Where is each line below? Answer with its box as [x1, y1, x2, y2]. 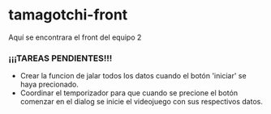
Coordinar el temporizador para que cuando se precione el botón [19, 88, 238, 98]
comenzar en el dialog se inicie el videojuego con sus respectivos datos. [19, 97, 264, 107]
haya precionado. [19, 79, 80, 90]
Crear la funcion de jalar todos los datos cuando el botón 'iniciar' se [19, 71, 247, 81]
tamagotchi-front [8, 6, 128, 24]
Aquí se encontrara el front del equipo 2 [8, 32, 142, 42]
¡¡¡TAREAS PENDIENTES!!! [8, 53, 113, 64]
